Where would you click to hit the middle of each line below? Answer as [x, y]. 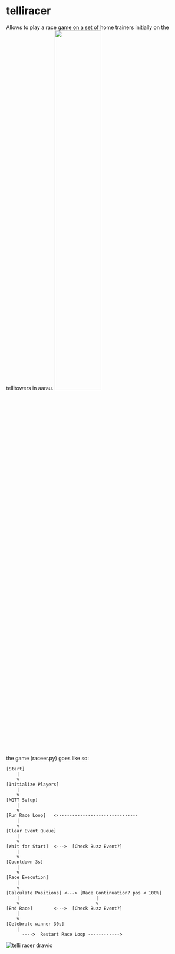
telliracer [29, 11]
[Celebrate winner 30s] [35, 924]
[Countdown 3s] [25, 862]
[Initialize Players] [33, 784]
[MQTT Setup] [22, 800]
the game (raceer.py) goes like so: [48, 758]
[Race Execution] [27, 877]
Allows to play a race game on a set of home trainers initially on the [87, 27]
